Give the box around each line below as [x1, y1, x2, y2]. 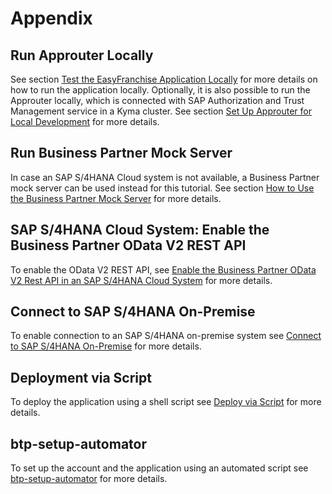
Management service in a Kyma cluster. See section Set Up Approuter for [10, 105, 312, 117]
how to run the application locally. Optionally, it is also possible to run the [10, 84, 311, 96]
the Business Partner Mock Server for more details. [10, 192, 222, 204]
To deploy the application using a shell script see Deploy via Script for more [10, 396, 322, 408]
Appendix [10, 7, 93, 30]
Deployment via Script [10, 369, 152, 386]
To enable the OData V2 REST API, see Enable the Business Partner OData [10, 263, 317, 276]
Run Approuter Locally [10, 47, 154, 64]
